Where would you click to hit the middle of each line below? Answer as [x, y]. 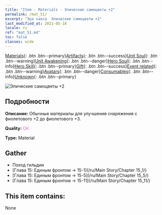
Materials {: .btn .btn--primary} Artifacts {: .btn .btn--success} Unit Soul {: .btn [81, 56]
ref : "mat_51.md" [23, 32]
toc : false [16, 37]
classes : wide [20, 42]
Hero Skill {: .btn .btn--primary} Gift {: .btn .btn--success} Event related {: [86, 66]
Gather [16, 153]
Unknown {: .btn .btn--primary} [45, 76]
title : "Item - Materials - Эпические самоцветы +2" [60, 10]
